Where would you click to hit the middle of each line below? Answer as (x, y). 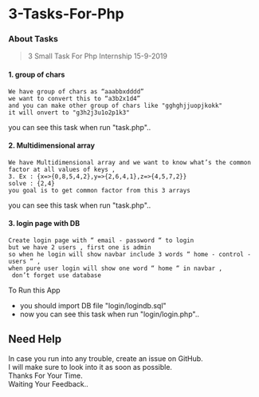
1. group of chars (37, 75)
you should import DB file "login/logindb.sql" (93, 306)
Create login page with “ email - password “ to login (101, 240)
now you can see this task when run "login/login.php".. (109, 314)
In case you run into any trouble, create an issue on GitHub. (106, 358)
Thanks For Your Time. (45, 375)
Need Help (35, 339)
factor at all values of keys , (62, 169)
